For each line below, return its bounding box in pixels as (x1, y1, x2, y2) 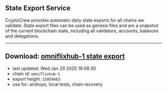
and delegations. (5, 33, 40, 39)
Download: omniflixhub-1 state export (5, 52, 125, 61)
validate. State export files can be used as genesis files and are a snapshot (5, 22, 159, 28)
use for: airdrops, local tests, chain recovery (12, 81, 103, 87)
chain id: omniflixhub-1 (12, 71, 61, 77)
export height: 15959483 (12, 76, 61, 82)
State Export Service (5, 4, 71, 12)
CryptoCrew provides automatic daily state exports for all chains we (5, 17, 144, 23)
